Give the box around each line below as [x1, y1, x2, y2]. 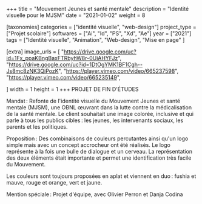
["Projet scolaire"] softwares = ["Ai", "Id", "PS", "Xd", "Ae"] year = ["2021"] [6, 30, 192, 37]
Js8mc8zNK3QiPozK [6, 67, 59, 75]
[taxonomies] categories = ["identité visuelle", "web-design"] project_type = [6, 24, 197, 30]
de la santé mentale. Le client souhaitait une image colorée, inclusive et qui [6, 110, 194, 117]
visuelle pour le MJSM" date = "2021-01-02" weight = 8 [6, 12, 146, 19]
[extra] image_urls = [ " [6, 48, 64, 55]
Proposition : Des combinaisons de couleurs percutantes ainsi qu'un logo [6, 135, 189, 142]
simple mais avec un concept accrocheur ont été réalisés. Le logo [6, 141, 171, 148]
